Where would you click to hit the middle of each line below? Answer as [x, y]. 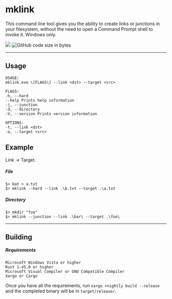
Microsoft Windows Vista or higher [43, 263]
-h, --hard [17, 96]
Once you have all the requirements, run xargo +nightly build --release [83, 285]
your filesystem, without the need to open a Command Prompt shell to [79, 29]
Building [19, 237]
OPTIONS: [15, 123]
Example [19, 147]
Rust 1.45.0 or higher [29, 267]
